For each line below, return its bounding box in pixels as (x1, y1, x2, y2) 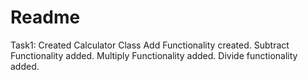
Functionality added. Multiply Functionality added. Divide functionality (10, 49, 298, 61)
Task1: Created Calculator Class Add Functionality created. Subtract (10, 39, 290, 51)
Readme (10, 6, 81, 29)
